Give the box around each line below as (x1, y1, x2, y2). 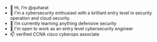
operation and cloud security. (9, 15, 71, 21)
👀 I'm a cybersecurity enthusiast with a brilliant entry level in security (9, 10, 152, 16)
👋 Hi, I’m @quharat (9, 5, 49, 10)
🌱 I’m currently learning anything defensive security (9, 20, 116, 26)
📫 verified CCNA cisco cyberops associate (9, 31, 99, 37)
